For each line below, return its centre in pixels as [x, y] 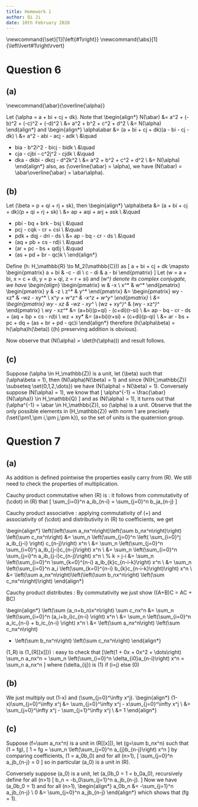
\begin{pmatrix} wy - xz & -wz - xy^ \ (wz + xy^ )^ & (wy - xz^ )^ [83, 304]
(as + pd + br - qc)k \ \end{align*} [56, 255]
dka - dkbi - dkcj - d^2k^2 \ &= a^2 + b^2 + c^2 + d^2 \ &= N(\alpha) [97, 160]
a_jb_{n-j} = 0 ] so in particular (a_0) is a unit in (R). [68, 762]
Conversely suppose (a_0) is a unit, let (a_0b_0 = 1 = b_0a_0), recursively [94, 773]
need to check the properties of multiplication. [63, 484]
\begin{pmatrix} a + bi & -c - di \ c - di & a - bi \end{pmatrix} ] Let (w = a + [97, 272]
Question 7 [33, 441]
